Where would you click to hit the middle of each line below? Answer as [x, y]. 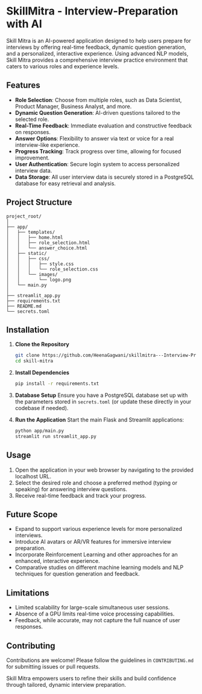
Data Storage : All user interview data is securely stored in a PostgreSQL [104, 177]
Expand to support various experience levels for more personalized [99, 529]
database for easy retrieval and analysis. [65, 183]
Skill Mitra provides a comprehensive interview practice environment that [97, 60]
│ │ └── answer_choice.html [47, 248]
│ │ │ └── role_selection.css [52, 269]
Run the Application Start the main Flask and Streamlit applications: [99, 420]
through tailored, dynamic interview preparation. [66, 685]
